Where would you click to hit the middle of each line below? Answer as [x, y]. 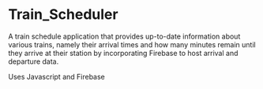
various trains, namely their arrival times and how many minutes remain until [132, 44]
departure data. [34, 61]
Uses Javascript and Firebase [56, 76]
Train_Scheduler [63, 15]
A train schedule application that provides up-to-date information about [124, 36]
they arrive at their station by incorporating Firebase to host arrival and [123, 53]
